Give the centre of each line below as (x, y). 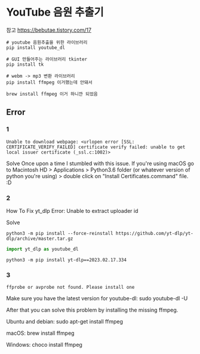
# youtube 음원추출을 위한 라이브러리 (47, 42)
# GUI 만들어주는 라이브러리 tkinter (47, 59)
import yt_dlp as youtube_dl (42, 249)
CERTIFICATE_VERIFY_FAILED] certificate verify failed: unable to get (96, 147)
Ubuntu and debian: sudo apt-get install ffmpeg (65, 322)
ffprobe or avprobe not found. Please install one (70, 288)
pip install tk (25, 64)
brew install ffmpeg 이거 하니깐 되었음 (52, 94)
